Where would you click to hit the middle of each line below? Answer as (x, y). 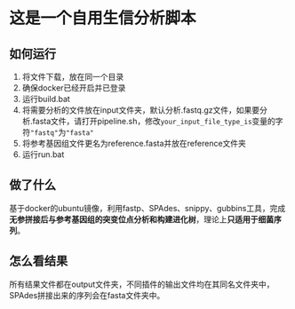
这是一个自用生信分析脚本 (103, 18)
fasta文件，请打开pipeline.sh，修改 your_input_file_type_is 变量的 (154, 121)
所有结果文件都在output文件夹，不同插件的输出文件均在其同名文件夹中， (142, 284)
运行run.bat (43, 154)
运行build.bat (46, 99)
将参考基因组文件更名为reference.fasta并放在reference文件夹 (134, 143)
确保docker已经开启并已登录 (74, 88)
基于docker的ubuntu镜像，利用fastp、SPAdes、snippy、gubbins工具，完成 (147, 208)
